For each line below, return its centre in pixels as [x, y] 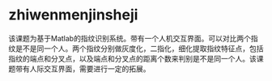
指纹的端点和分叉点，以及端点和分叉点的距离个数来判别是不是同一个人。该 [132, 58]
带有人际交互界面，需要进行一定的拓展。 [83, 68]
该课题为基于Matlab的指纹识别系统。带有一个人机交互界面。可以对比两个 [130, 38]
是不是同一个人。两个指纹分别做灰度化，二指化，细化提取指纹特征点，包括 [139, 48]
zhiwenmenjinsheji [73, 15]
